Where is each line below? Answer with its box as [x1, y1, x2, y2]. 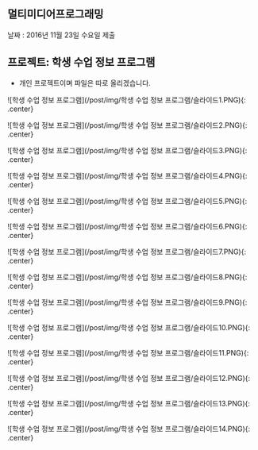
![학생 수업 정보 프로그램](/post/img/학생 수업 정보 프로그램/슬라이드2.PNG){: [7, 120, 248, 129]
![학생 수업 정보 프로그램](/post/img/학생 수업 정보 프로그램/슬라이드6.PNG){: [7, 221, 248, 231]
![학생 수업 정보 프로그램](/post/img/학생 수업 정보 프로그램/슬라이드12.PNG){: [7, 373, 251, 383]
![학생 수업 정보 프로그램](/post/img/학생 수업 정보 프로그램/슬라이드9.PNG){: [7, 297, 248, 307]
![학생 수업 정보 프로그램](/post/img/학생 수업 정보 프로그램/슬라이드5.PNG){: [7, 196, 248, 206]
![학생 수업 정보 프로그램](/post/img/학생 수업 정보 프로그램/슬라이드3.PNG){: [7, 145, 248, 155]
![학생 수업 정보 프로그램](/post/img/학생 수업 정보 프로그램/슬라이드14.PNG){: [7, 424, 251, 433]
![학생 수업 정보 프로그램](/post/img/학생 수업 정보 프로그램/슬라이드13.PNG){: [7, 398, 251, 408]
